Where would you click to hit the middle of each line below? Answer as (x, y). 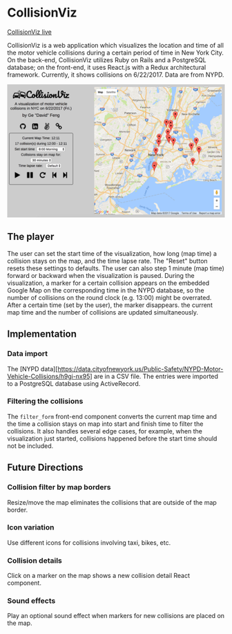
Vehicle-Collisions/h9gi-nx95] (50, 376)
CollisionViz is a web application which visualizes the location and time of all (116, 45)
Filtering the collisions (45, 401)
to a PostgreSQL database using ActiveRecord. (74, 383)
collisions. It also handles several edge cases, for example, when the (105, 431)
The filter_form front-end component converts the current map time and (112, 416)
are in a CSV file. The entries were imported (156, 376)
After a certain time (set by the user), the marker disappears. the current (110, 305)
